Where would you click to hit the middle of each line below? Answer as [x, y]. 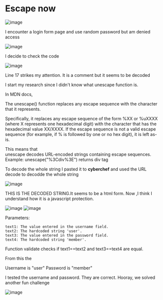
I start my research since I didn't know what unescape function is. [72, 85]
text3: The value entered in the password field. [57, 235]
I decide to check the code [32, 56]
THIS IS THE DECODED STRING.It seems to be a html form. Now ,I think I [79, 193]
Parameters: [17, 218]
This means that [21, 149]
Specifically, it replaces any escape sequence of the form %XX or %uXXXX [81, 118]
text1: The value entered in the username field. [57, 227]
